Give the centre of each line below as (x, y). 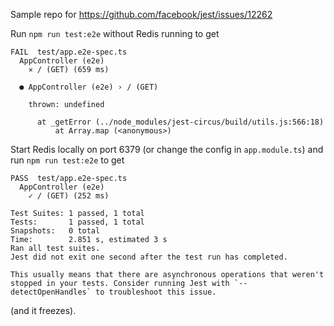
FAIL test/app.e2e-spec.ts (69, 52)
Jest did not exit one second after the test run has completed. (149, 257)
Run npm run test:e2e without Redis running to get (115, 33)
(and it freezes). (43, 310)
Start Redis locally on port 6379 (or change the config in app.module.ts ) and (167, 149)
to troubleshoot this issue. (156, 292)
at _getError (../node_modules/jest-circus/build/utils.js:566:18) (180, 122)
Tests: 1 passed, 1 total (77, 222)
